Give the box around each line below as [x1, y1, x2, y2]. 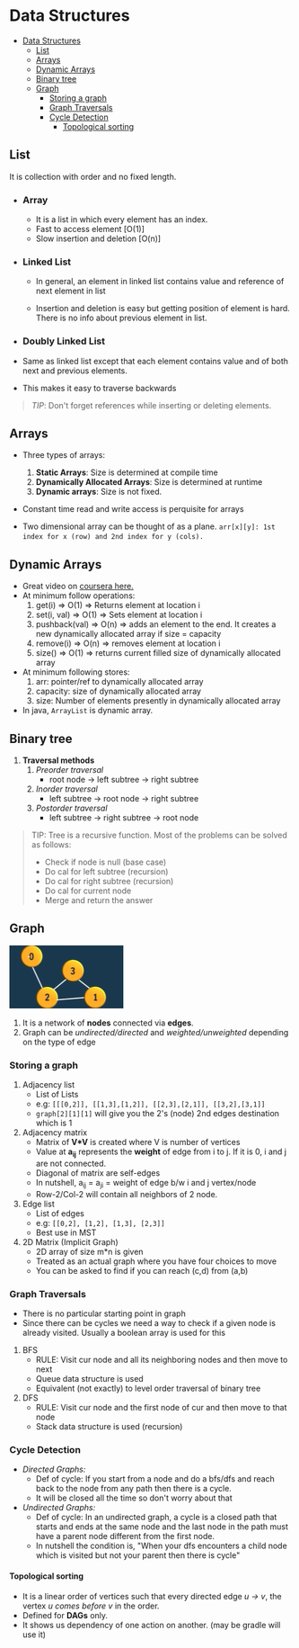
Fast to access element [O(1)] [35, 224, 145, 235]
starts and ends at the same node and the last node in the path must [35, 1521, 289, 1532]
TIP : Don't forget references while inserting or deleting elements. [31, 399, 272, 410]
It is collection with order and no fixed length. [9, 171, 177, 182]
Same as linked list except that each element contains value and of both [22, 355, 289, 366]
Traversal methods [22, 755, 95, 766]
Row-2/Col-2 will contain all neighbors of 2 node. [35, 1188, 218, 1199]
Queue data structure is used [35, 1374, 144, 1384]
